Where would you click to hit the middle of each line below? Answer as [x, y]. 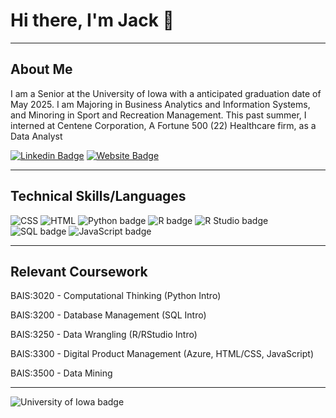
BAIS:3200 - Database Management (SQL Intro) [108, 315]
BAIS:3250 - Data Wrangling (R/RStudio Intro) [104, 335]
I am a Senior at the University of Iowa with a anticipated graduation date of [166, 93]
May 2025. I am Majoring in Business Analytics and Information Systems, [160, 104]
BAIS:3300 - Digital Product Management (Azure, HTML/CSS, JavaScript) [162, 354]
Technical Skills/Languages [98, 196]
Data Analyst [36, 136]
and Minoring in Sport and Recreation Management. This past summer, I [158, 115]
